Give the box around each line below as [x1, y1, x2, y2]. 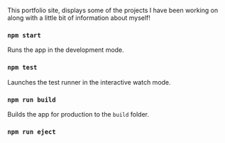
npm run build [7, 95, 56, 104]
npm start [7, 31, 41, 39]
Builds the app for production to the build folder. [7, 110, 150, 118]
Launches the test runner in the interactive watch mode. [7, 78, 172, 86]
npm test [7, 63, 38, 72]
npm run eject [7, 127, 56, 136]
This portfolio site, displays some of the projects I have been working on [7, 6, 219, 14]
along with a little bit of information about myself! [7, 14, 151, 22]
